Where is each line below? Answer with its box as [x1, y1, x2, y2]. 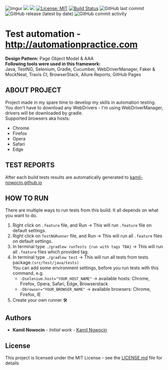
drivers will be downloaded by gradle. [5, 110, 83, 116]
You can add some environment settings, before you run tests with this [12, 265, 159, 271]
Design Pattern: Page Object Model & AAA [5, 55, 94, 61]
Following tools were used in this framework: [5, 61, 101, 67]
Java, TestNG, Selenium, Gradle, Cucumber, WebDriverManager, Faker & [5, 66, 155, 72]
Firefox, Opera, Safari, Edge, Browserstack [20, 281, 108, 287]
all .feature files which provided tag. [12, 249, 89, 255]
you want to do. [5, 213, 38, 219]
